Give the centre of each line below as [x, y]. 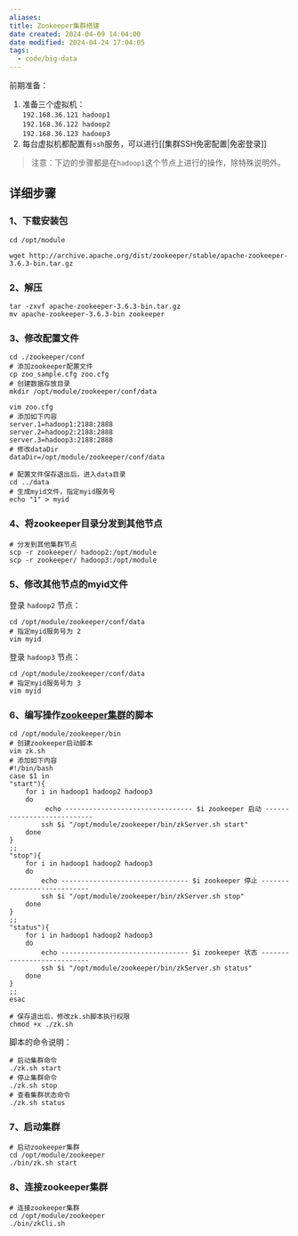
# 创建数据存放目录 [40, 384]
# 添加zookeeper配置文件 [51, 367]
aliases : [25, 17]
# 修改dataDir [34, 450]
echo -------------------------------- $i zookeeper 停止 [149, 881]
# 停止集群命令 [33, 1078]
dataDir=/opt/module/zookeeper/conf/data [87, 458]
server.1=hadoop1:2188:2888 [61, 425]
